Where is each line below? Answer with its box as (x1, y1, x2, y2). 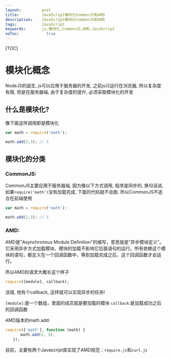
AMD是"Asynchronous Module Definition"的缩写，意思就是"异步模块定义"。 (5, 239, 164, 245)
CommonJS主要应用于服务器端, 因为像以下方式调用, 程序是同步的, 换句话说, (5, 182, 164, 189)
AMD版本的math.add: (5, 317, 50, 323)
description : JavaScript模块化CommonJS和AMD (5, 17, 105, 22)
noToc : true (5, 31, 56, 36)
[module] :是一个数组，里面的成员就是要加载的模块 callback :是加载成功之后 (5, 300, 162, 306)
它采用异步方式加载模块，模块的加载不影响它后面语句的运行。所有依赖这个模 (5, 246, 166, 252)
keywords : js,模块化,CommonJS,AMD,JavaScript (5, 27, 115, 32)
